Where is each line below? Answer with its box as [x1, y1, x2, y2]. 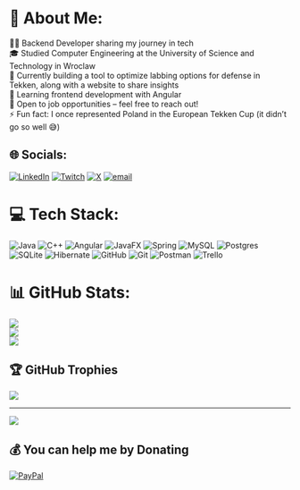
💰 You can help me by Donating [9, 442, 189, 457]
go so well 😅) [9, 121, 61, 132]
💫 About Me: [9, 8, 104, 29]
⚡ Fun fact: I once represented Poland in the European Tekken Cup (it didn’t [9, 108, 287, 119]
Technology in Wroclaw [9, 60, 96, 71]
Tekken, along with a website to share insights [9, 80, 179, 90]
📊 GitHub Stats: [9, 282, 131, 302]
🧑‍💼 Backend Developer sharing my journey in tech [9, 38, 195, 48]
